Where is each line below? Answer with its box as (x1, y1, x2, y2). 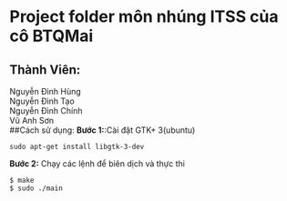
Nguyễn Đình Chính (9, 106, 83, 116)
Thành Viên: (9, 62, 81, 77)
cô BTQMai (9, 25, 94, 46)
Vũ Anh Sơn (9, 116, 55, 126)
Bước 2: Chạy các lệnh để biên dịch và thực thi (9, 158, 185, 169)
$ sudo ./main (9, 184, 64, 193)
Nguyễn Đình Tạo (9, 95, 75, 106)
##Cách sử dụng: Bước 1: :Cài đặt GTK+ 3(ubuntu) (9, 125, 196, 136)
